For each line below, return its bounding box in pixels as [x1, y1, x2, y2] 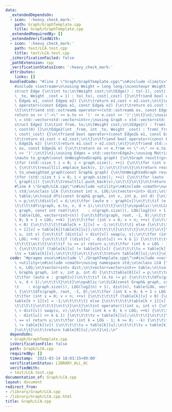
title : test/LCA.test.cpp [14, 50, 70, 55]
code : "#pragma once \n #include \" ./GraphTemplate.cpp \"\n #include [10, 256, 155, 261]
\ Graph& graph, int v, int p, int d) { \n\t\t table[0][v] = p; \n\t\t [14, 270, 166, 275]
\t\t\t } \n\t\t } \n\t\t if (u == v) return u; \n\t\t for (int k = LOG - [14, 241, 164, 246]
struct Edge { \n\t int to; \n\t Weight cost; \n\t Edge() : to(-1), [14, 88, 153, 94]
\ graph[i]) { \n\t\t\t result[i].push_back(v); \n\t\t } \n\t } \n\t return [14, 179, 166, 185]
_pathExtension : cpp [10, 60, 54, 65]
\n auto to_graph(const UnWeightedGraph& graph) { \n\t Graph [14, 155, 143, 161]
